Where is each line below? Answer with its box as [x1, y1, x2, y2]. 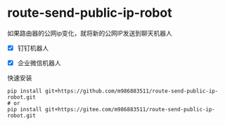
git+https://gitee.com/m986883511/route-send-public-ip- [44, 106, 216, 113]
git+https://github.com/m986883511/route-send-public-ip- [44, 87, 219, 95]
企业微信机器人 [17, 59, 61, 67]
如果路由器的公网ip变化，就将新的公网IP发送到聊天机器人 [7, 29, 172, 37]
